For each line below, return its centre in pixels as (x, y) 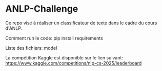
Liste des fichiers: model (31, 48)
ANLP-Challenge (42, 9)
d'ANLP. (14, 28)
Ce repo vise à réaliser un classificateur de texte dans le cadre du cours (81, 23)
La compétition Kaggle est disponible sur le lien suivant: (64, 58)
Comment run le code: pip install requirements (54, 38)
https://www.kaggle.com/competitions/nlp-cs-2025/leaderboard (74, 63)
